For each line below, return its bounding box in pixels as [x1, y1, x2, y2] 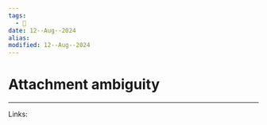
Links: [8, 109, 28, 119]
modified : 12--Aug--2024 [8, 41, 91, 49]
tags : [8, 11, 26, 20]
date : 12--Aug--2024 [8, 26, 77, 34]
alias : [8, 33, 30, 42]
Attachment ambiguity [8, 76, 161, 94]
